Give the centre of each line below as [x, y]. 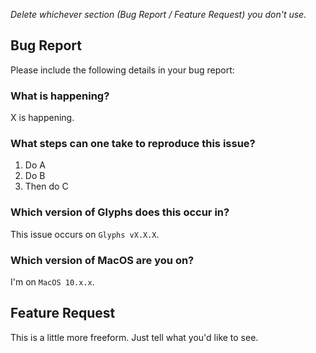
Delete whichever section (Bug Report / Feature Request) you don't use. [158, 14]
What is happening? [60, 96]
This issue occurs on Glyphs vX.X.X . [85, 234]
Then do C [46, 186]
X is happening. [42, 118]
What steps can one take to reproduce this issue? [133, 144]
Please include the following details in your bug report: [122, 70]
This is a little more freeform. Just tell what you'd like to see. [134, 337]
